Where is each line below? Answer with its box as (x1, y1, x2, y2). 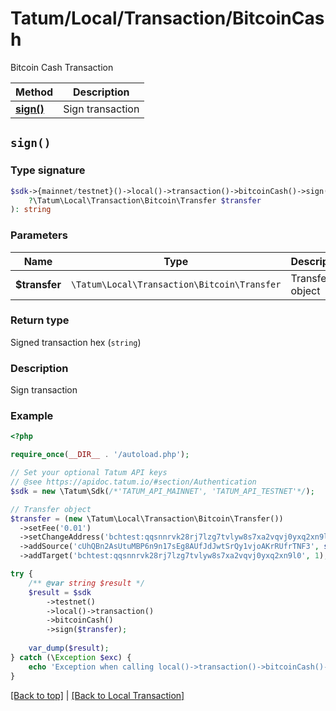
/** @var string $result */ (28, 578, 145, 588)
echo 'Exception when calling (28, 662, 155, 672)
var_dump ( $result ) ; (28, 643, 110, 654)
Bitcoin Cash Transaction (10, 61, 114, 73)
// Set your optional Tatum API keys (10, 468, 168, 478)
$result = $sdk (28, 587, 92, 597)
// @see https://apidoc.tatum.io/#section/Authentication (10, 477, 257, 487)
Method (15, 85, 54, 99)
